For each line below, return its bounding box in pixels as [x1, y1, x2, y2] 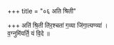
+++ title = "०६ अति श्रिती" [7, 7, 77, 15]
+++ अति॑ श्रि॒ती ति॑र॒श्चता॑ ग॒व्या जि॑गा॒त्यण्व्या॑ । [7, 21, 108, 29]
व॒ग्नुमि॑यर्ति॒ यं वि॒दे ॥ [7, 29, 50, 37]
